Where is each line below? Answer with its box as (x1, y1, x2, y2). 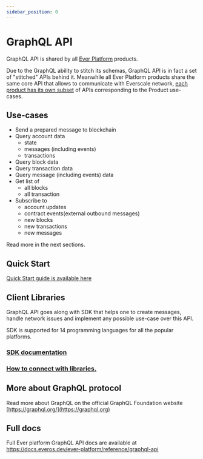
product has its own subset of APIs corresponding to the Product (6, 86, 168, 93)
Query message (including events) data (15, 171, 114, 179)
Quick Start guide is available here (6, 275, 92, 282)
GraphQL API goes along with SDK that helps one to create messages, (6, 309, 182, 315)
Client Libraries (6, 292, 65, 303)
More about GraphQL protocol (6, 383, 122, 394)
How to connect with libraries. (6, 364, 97, 373)
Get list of (15, 178, 40, 185)
